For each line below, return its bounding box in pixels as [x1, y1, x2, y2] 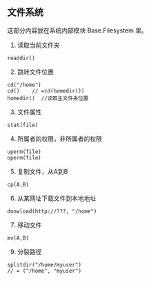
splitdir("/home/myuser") [7, 261, 81, 268]
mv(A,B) [7, 234, 30, 242]
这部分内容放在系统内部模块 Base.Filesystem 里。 [7, 26, 148, 35]
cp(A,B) [7, 181, 30, 188]
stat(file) [7, 122, 39, 128]
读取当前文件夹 [17, 41, 60, 49]
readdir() [7, 55, 36, 61]
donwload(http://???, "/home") [7, 208, 97, 215]
